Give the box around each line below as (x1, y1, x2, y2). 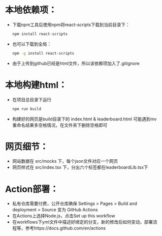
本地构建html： (5, 79, 67, 90)
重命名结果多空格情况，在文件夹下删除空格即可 (12, 122, 107, 128)
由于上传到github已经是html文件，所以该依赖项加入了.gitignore (12, 60, 140, 66)
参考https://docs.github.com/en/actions (25, 225, 106, 231)
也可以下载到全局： (12, 41, 52, 47)
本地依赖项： (5, 4, 58, 16)
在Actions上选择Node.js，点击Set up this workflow (12, 213, 115, 219)
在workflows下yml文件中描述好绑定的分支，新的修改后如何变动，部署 (12, 219, 153, 225)
